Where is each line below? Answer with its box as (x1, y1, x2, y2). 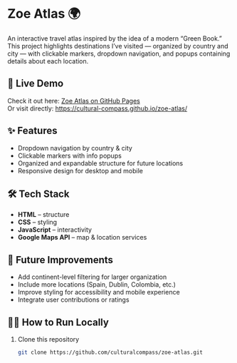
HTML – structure (17, 210, 70, 219)
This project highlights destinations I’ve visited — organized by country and (7, 41, 229, 50)
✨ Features (7, 125, 58, 137)
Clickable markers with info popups (17, 151, 122, 160)
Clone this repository (17, 335, 80, 343)
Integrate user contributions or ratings (17, 295, 130, 304)
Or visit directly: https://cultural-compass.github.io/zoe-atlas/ (7, 104, 187, 113)
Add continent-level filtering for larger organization (17, 272, 167, 282)
